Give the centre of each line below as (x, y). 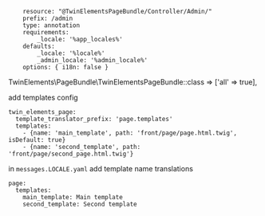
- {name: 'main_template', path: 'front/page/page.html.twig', (130, 133)
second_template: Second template (80, 204)
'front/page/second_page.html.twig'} (71, 154)
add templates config (43, 97)
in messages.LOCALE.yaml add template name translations (101, 169)
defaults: (39, 46)
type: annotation (51, 26)
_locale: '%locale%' (71, 53)
